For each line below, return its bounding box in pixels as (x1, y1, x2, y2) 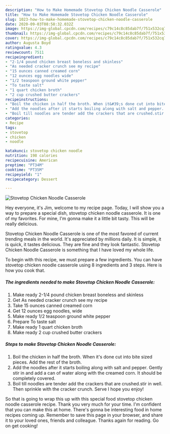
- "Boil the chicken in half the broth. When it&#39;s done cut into (5, 102, 155, 107)
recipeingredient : (5, 54, 44, 60)
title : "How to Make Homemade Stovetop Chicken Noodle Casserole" (5, 12, 148, 17)
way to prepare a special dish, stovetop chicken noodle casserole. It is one (5, 210, 161, 216)
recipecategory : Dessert (5, 177, 58, 182)
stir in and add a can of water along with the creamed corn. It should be (12, 370, 162, 376)
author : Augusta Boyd (5, 41, 51, 46)
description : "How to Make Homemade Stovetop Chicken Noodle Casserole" (5, 7, 162, 13)
